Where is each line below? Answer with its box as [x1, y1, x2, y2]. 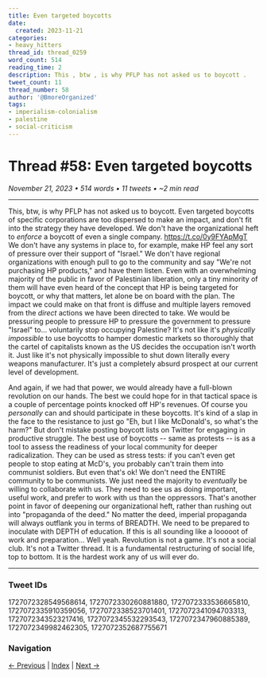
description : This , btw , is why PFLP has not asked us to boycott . [8, 71, 247, 79]
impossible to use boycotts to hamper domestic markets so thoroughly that [8, 333, 254, 343]
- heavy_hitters [8, 41, 62, 49]
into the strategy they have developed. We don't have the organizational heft [8, 223, 259, 233]
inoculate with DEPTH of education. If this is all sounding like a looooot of [8, 527, 249, 536]
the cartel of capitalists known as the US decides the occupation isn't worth [8, 342, 257, 351]
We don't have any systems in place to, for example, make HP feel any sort [8, 240, 253, 249]
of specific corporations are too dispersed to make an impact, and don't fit [8, 214, 253, 224]
